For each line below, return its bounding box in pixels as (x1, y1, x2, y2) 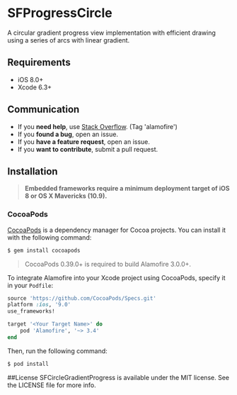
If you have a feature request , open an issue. (17, 137, 151, 146)
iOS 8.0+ (17, 75, 44, 84)
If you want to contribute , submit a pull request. (17, 145, 158, 153)
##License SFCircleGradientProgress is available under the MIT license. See (7, 373, 230, 382)
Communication (7, 104, 80, 116)
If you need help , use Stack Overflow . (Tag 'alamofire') (17, 122, 178, 130)
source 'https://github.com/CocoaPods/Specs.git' (7, 294, 157, 302)
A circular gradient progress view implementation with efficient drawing (7, 28, 216, 37)
